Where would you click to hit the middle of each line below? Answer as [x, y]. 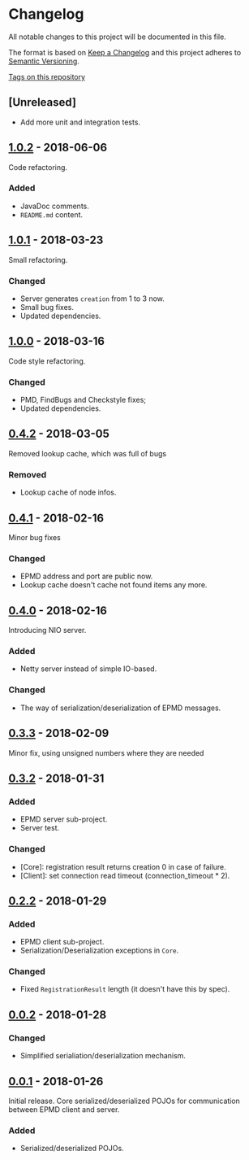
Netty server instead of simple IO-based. [88, 669]
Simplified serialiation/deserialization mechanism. [103, 1056]
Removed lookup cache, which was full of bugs [88, 453]
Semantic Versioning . [44, 61]
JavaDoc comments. [54, 206]
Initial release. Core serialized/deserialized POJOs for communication [124, 1101]
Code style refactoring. [47, 361]
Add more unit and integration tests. [80, 122]
